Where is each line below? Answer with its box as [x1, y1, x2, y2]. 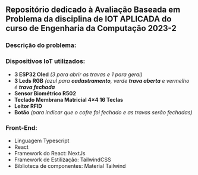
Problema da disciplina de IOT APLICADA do [5, 14, 172, 24]
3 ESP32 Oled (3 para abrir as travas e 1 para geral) [14, 71, 143, 78]
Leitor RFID [14, 102, 42, 110]
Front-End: [5, 123, 38, 132]
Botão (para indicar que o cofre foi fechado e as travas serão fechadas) [14, 108, 193, 115]
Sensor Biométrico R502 [14, 89, 77, 97]
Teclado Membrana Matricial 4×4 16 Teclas [14, 96, 123, 103]
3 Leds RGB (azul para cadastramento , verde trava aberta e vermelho [14, 77, 190, 84]
